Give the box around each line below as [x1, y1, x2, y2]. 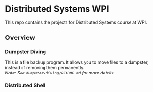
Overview [5, 34, 36, 42]
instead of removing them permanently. [5, 64, 85, 70]
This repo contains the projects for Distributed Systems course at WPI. [5, 19, 147, 25]
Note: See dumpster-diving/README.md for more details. [5, 70, 115, 75]
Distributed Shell [5, 82, 46, 89]
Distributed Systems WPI [5, 3, 109, 15]
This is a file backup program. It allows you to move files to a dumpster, [5, 59, 149, 65]
